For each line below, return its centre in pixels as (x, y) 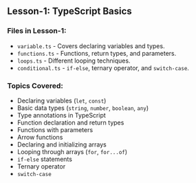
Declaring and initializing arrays (62, 144)
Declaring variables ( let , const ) (62, 100)
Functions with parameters (55, 129)
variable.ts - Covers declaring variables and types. (91, 46)
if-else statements (44, 159)
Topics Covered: (35, 85)
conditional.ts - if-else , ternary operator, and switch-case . (103, 67)
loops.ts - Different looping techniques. (74, 61)
